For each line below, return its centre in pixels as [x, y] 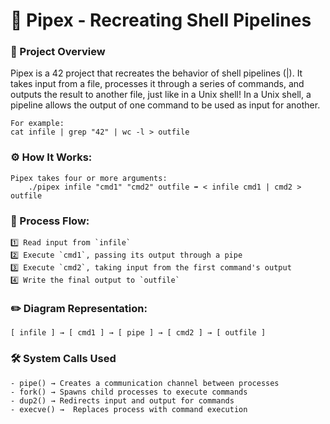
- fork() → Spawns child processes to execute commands [129, 392]
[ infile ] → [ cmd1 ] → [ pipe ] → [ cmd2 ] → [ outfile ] [138, 333]
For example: [37, 124]
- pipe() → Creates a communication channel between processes [145, 383]
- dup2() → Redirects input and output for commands [122, 400]
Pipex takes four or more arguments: [89, 178]
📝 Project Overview [58, 52]
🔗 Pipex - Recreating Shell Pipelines [161, 20]
